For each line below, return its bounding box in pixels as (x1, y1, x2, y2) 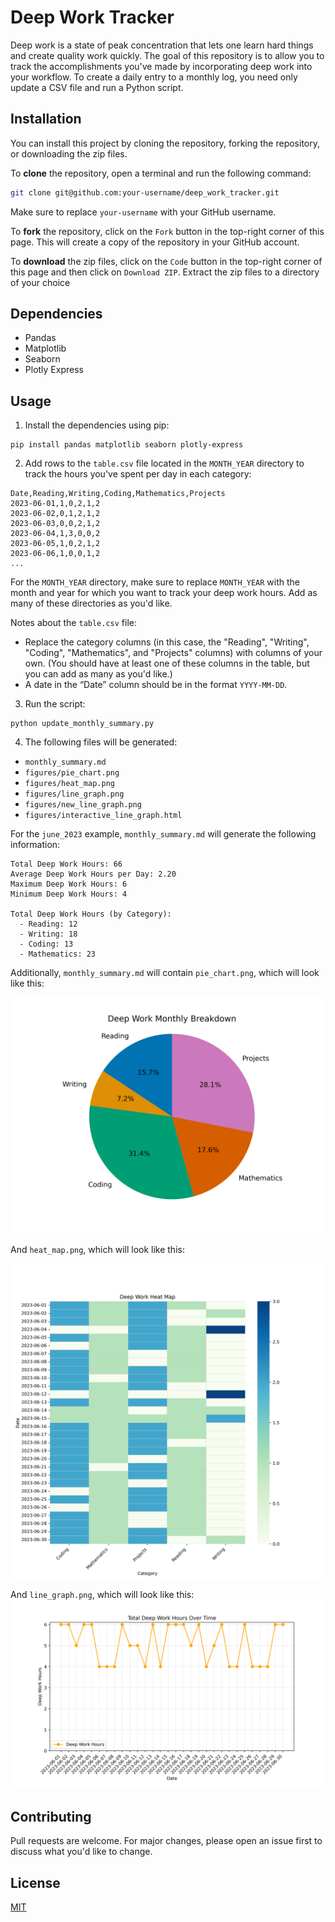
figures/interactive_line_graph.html (24, 811, 183, 821)
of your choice (10, 276, 71, 288)
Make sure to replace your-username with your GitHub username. (10, 206, 277, 218)
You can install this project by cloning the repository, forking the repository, (10, 137, 321, 149)
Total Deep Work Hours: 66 (10, 859, 123, 870)
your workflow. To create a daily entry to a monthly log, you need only (10, 71, 298, 83)
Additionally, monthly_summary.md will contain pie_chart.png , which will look (10, 967, 320, 979)
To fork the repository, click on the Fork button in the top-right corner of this (10, 225, 325, 237)
